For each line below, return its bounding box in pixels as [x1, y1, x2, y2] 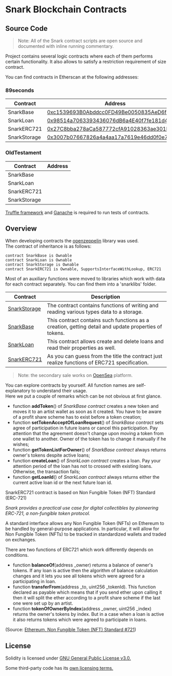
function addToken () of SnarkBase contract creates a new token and [12, 403, 159, 409]
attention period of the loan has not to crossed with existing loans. [12, 463, 153, 470]
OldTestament [5, 149, 42, 156]
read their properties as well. [47, 344, 116, 351]
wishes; [12, 441, 30, 447]
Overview [5, 224, 37, 233]
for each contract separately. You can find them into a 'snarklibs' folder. [5, 281, 157, 287]
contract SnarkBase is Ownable [5, 253, 72, 258]
